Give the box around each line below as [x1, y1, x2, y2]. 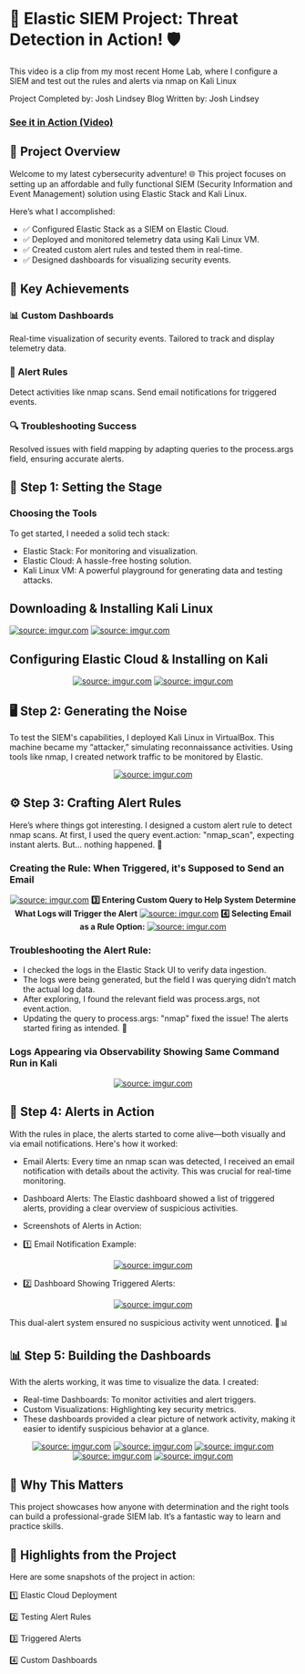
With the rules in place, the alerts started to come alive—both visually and [9, 1128, 286, 1139]
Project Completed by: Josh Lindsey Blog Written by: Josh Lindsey [9, 93, 259, 104]
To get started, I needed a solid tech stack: [9, 528, 170, 539]
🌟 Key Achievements [9, 282, 129, 297]
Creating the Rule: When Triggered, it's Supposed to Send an [9, 862, 285, 874]
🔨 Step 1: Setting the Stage [9, 480, 162, 495]
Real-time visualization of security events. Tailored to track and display [9, 333, 275, 345]
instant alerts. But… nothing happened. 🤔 [9, 839, 163, 850]
